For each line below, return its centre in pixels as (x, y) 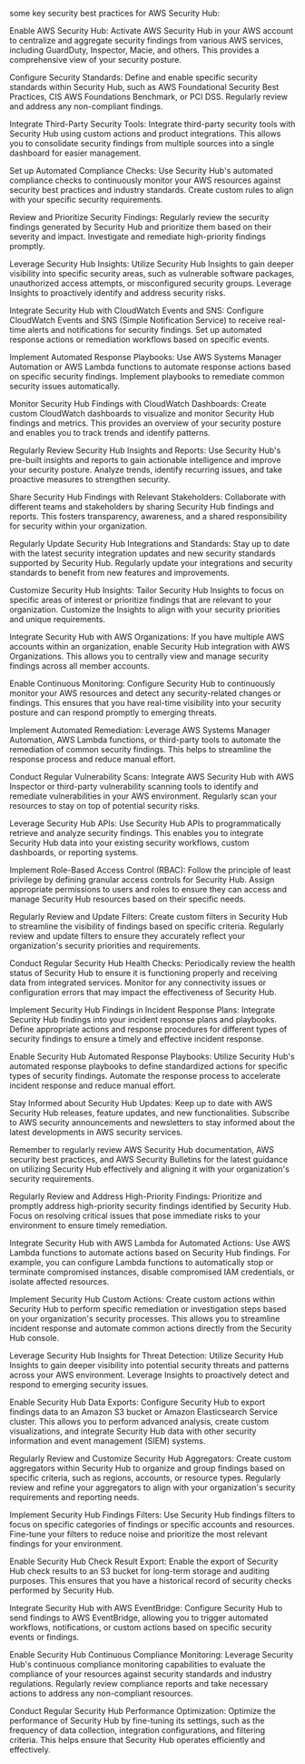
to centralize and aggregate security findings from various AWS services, (147, 40)
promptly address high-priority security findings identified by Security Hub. (150, 1206)
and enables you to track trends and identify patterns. (110, 433)
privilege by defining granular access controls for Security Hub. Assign (142, 880)
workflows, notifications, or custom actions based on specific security (141, 1627)
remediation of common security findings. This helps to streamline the (141, 749)
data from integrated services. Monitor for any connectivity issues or (138, 983)
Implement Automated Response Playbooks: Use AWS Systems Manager (146, 357)
